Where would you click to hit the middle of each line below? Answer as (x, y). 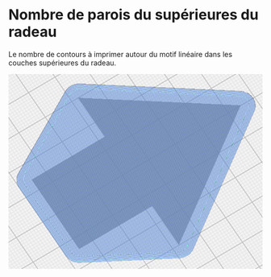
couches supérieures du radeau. (63, 63)
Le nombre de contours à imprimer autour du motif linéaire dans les (120, 54)
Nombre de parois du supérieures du (133, 15)
